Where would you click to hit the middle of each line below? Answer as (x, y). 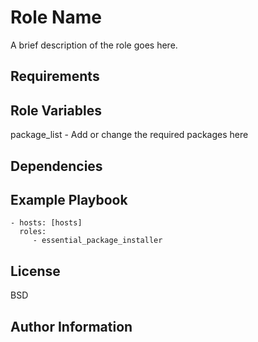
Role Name (56, 17)
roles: (33, 232)
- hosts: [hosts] (46, 223)
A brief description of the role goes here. (94, 45)
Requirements (55, 76)
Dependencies (56, 166)
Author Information (71, 326)
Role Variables (56, 110)
